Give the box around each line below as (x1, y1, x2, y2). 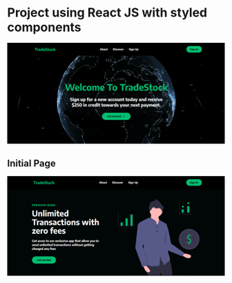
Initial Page (7, 157, 57, 169)
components (7, 19, 81, 35)
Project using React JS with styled (7, 5, 208, 21)
